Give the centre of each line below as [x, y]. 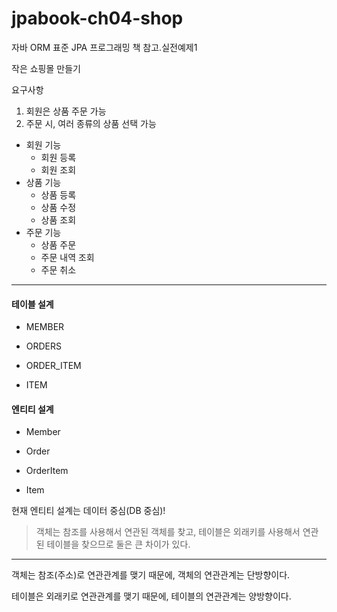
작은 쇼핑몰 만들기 [46, 68]
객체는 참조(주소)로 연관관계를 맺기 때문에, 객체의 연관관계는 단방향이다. [151, 575]
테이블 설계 [32, 304]
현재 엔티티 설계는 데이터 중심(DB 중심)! [88, 511]
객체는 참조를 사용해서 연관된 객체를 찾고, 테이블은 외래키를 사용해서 [168, 532]
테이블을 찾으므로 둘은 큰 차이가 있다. [118, 544]
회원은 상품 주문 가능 [66, 111]
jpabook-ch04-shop [97, 18]
